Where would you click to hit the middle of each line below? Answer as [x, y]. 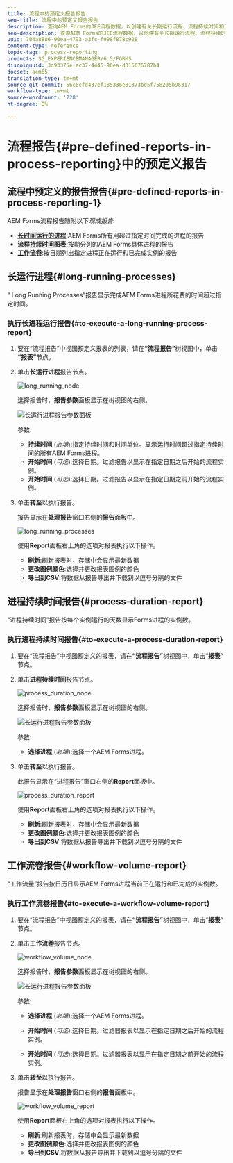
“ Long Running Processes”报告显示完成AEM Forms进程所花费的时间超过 [112, 295]
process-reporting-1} [54, 203]
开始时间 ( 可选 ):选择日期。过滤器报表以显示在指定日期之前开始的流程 [126, 1054]
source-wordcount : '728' [43, 98]
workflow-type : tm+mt [38, 91]
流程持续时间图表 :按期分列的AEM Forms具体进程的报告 [95, 244]
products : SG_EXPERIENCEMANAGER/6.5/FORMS [69, 59]
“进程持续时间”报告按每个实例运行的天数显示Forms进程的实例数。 [101, 620]
